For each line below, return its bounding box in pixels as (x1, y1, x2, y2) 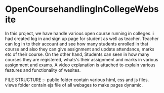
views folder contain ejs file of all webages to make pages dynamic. (5, 82, 143, 88)
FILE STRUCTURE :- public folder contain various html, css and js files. (5, 77, 149, 83)
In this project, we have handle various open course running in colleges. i (5, 30, 154, 36)
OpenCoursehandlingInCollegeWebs (5, 3, 159, 15)
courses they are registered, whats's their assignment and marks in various (5, 56, 159, 62)
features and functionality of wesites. (5, 67, 81, 73)
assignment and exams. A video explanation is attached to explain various (5, 62, 156, 68)
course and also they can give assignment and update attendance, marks (5, 46, 155, 52)
